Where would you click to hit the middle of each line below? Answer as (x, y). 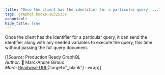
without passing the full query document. (47, 48)
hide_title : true (23, 23)
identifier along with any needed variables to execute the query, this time (79, 43)
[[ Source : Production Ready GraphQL (43, 57)
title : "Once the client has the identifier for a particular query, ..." (83, 10)
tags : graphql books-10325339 (36, 14)
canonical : (16, 19)
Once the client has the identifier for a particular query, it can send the (76, 37)
